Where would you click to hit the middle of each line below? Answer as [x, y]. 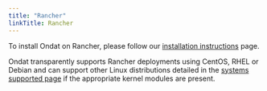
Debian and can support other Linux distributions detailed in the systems [129, 69]
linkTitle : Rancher [41, 23]
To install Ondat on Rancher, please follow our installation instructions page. [134, 45]
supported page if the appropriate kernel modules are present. [112, 78]
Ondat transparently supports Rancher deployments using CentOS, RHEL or [133, 61]
